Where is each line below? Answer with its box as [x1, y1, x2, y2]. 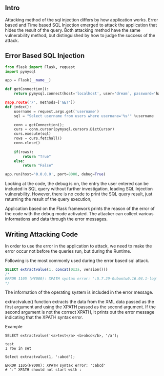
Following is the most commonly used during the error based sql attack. [5, 258, 150, 263]
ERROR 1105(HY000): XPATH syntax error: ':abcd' [5, 363, 106, 368]
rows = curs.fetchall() [14, 136, 62, 141]
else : [14, 158, 25, 164]
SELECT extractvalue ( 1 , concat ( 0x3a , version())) [5, 267, 108, 272]
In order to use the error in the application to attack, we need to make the [5, 243, 152, 249]
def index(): [5, 104, 32, 109]
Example [5, 324, 23, 330]
